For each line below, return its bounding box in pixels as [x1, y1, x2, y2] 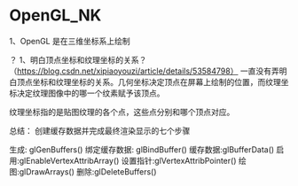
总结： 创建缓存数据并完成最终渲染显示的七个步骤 [9, 125, 191, 136]
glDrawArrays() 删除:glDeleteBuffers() [19, 166, 157, 177]
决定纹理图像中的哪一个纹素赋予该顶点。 [16, 88, 165, 98]
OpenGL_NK [9, 5, 102, 26]
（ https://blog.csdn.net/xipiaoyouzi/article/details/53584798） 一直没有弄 [9, 66, 279, 76]
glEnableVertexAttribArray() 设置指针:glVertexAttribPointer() [19, 155, 237, 166]
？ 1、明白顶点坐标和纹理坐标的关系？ [9, 54, 147, 65]
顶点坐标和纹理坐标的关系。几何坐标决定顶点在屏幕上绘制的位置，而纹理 [16, 76, 281, 87]
